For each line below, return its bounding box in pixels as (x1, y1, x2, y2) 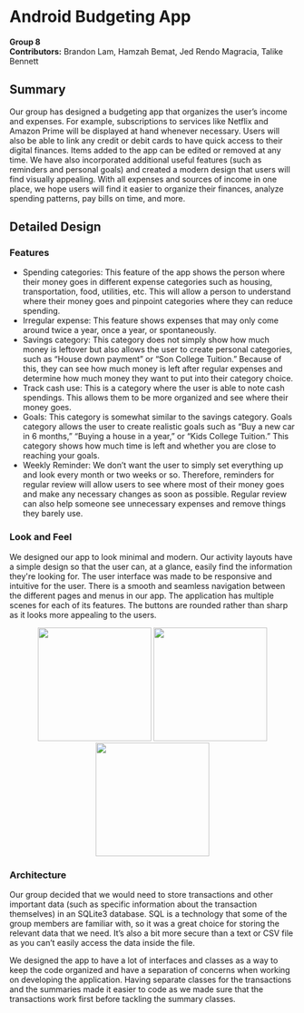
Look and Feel (9, 531, 73, 544)
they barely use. (22, 508, 83, 519)
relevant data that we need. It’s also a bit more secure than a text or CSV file (9, 928, 293, 939)
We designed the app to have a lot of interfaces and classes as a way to (9, 955, 279, 966)
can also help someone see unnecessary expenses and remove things (22, 498, 286, 509)
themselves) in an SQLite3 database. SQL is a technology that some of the (9, 909, 288, 920)
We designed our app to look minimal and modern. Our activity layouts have (9, 551, 293, 562)
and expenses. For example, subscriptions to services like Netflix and (9, 115, 270, 126)
